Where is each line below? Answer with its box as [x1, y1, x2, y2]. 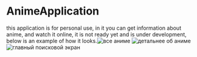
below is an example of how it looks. [6, 37, 97, 44]
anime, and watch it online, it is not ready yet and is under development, [6, 30, 187, 38]
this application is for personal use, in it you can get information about [6, 24, 181, 32]
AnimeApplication [6, 4, 100, 18]
